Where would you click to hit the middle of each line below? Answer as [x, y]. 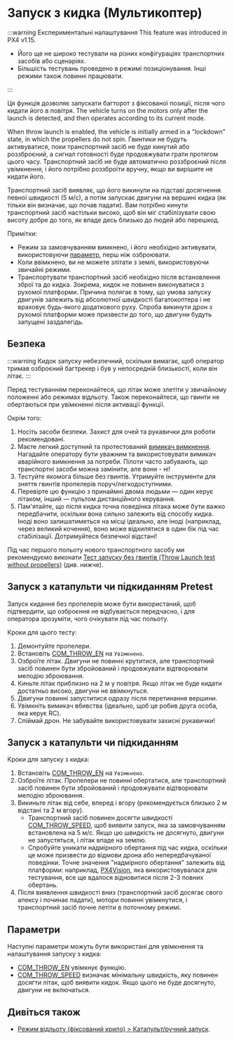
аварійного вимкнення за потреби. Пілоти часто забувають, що [112, 461]
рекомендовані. [41, 439]
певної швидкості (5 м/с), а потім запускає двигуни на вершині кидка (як [117, 197]
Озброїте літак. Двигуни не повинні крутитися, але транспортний [116, 661]
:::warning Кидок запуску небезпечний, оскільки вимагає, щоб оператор [116, 360]
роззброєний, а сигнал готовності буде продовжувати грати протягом [113, 154]
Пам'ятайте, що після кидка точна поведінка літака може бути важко [121, 506]
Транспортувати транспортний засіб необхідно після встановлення [119, 277]
